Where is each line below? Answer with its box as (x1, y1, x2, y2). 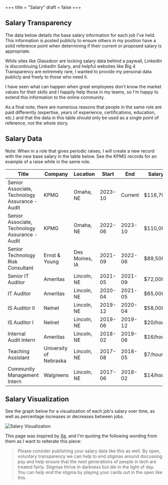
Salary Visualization (5, 395, 69, 404)
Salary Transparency (5, 19, 72, 27)
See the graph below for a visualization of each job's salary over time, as (5, 408, 155, 414)
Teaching (7, 347, 30, 354)
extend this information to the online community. (5, 94, 105, 100)
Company (44, 170, 68, 177)
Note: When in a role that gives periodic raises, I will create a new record (5, 148, 155, 154)
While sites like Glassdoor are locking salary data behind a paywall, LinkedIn (5, 58, 162, 64)
